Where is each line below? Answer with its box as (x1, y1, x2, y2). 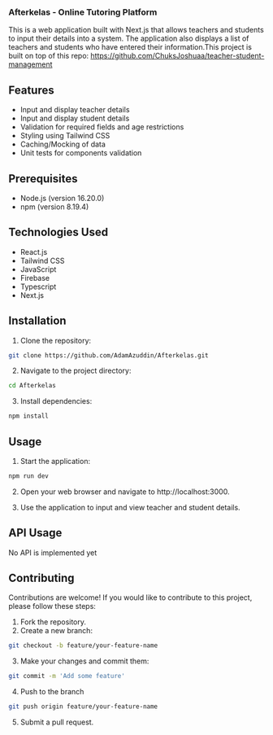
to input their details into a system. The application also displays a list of (8, 33, 249, 43)
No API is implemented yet (8, 548, 97, 558)
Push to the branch (19, 687, 84, 697)
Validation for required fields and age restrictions (19, 122, 184, 132)
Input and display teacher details (19, 105, 130, 115)
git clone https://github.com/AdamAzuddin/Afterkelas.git (8, 351, 209, 360)
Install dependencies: (19, 396, 93, 406)
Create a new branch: (19, 626, 93, 636)
